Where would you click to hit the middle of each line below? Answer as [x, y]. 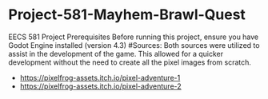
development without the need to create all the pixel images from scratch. [130, 62]
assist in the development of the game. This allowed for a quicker [116, 53]
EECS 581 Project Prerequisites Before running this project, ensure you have [134, 37]
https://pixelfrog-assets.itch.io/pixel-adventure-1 [100, 77]
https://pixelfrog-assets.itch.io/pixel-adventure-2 [100, 86]
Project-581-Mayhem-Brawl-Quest [127, 15]
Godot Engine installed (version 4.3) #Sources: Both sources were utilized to [134, 45]
